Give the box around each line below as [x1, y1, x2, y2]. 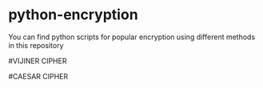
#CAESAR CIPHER [8, 71, 69, 81]
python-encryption [8, 6, 138, 24]
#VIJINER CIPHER [8, 56, 67, 66]
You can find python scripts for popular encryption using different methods [8, 32, 256, 42]
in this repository [8, 40, 64, 50]
